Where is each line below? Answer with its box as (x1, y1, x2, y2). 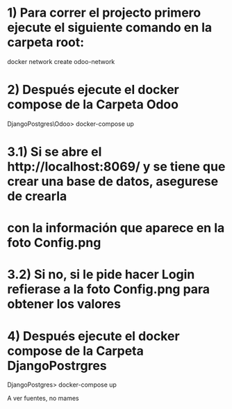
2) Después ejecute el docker (7, 82, 179, 98)
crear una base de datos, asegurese (7, 174, 219, 189)
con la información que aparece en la (7, 220, 225, 236)
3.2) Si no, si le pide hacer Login (7, 266, 195, 282)
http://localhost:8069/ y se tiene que (7, 159, 226, 175)
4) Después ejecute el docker (7, 328, 180, 344)
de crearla (7, 189, 67, 205)
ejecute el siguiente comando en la (7, 19, 213, 35)
